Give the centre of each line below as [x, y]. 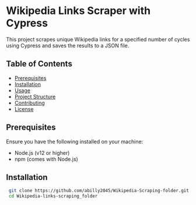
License [24, 109]
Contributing [29, 103]
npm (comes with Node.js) [46, 159]
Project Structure [35, 96]
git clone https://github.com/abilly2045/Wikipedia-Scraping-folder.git [99, 191]
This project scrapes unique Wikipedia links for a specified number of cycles [98, 39]
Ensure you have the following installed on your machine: [75, 141]
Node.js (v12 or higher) [42, 152]
